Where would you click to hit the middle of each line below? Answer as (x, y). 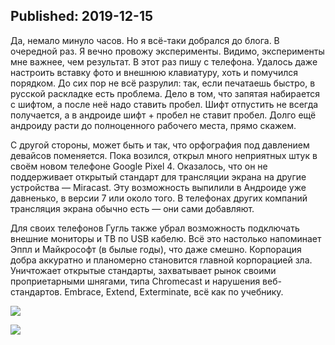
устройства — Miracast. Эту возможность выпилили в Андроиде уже (158, 187)
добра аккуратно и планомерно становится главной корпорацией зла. (161, 260)
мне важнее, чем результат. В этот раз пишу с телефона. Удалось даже (164, 61)
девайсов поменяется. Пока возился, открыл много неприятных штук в (164, 155)
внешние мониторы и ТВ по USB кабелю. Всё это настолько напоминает (166, 238)
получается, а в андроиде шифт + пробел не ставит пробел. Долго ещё (163, 115)
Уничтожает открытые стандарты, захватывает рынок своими (143, 270)
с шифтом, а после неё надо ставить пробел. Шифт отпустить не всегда (164, 104)
